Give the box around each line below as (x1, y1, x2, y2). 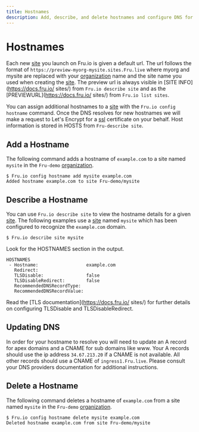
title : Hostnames (6, 8, 49, 15)
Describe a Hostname (6, 195, 88, 205)
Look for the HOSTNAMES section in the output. (6, 246, 125, 253)
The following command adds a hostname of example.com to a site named (6, 155, 186, 163)
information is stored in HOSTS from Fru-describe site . (6, 122, 144, 129)
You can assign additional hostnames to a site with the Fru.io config (6, 103, 176, 111)
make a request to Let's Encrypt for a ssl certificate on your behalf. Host (6, 116, 184, 123)
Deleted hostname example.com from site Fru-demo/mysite (6, 419, 151, 426)
